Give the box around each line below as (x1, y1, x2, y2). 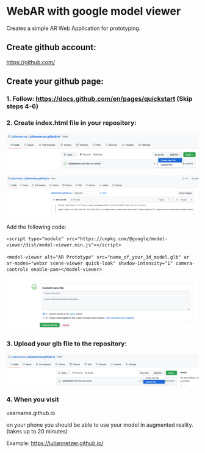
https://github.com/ (6, 58, 55, 65)
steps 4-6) (6, 102, 38, 111)
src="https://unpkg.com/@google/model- (66, 236, 168, 242)
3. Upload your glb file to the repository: (6, 339, 127, 348)
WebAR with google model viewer (6, 4, 181, 18)
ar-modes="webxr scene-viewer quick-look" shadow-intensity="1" (6, 260, 173, 267)
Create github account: (6, 42, 96, 53)
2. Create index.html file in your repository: (6, 118, 137, 127)
